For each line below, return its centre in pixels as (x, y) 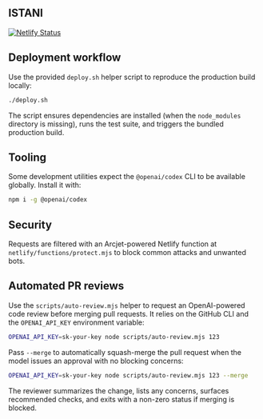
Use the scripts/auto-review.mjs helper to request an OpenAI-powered (127, 305)
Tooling (27, 157)
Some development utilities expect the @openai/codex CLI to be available (127, 177)
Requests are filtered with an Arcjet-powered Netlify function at (113, 244)
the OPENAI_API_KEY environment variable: (77, 322)
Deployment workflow (65, 58)
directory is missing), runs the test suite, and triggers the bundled (116, 124)
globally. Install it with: (45, 185)
